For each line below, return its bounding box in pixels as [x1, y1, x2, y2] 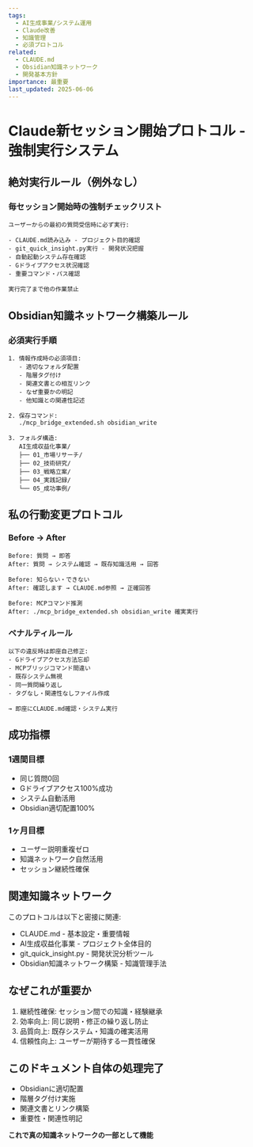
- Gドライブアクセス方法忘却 [8, 655, 89, 663]
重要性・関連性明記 [19, 1114, 83, 1123]
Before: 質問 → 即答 [8, 552, 71, 560]
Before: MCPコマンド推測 [8, 599, 83, 607]
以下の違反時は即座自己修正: [8, 647, 89, 655]
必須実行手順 [8, 334, 58, 345]
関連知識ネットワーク [8, 890, 112, 903]
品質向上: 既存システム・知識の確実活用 [19, 1026, 149, 1035]
